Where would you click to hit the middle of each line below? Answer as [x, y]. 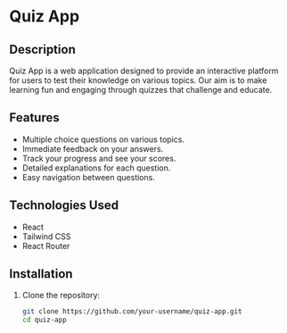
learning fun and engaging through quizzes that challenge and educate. [141, 90]
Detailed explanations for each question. [96, 168]
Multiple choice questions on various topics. [103, 139]
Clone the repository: [61, 296]
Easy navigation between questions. [89, 177]
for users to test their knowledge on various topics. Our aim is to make [138, 80]
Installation [41, 274]
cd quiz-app [44, 320]
